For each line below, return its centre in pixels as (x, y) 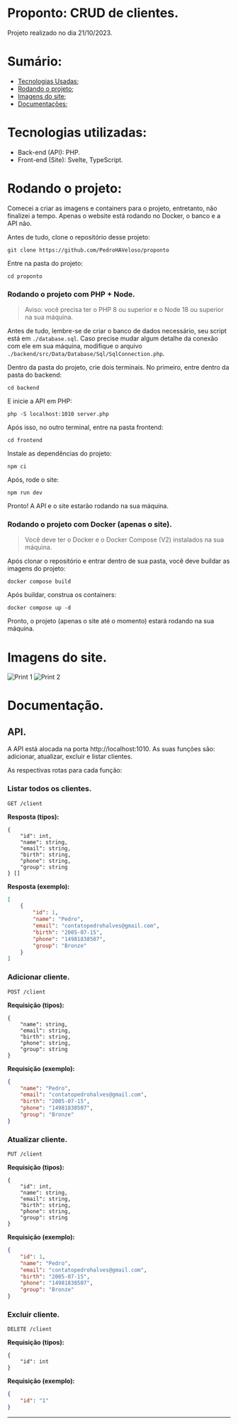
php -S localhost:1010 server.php (58, 414)
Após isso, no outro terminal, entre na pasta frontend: (85, 427)
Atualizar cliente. (38, 1139)
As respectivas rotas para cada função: (65, 770)
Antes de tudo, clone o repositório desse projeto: (79, 237)
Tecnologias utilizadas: (77, 133)
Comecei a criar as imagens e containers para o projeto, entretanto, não (112, 208)
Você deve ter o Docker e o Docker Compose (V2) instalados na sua (124, 540)
